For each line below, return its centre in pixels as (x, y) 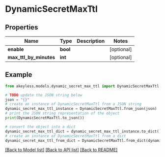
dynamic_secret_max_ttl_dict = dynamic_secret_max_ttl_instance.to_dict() (83, 131)
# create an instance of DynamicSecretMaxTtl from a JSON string (73, 104)
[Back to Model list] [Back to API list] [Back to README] (61, 150)
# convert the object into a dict (41, 126)
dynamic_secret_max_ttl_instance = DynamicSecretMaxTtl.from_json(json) (81, 109)
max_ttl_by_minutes (31, 57)
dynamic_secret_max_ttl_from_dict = (42, 141)
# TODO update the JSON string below (44, 95)
